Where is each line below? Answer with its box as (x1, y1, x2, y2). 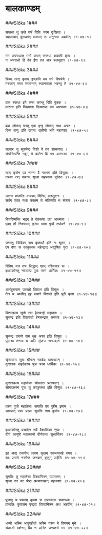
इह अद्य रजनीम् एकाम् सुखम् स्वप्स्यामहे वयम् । (5, 450, 77, 456)
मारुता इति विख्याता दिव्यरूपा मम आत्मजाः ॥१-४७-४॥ (5, 104, 88, 110)
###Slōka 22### (5, 510, 41, 517)
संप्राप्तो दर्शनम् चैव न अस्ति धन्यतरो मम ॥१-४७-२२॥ (5, 525, 88, 530)
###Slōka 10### (5, 230, 40, 236)
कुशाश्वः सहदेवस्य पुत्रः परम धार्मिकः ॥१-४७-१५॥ (5, 361, 80, 366)
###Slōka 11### (5, 254, 39, 260)
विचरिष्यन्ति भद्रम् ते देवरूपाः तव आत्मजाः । (5, 217, 70, 222)
